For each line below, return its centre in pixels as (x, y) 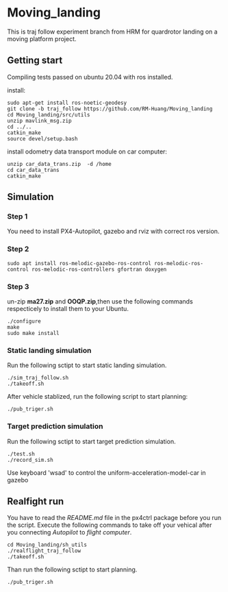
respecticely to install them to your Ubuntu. (68, 309)
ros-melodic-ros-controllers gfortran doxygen (99, 269)
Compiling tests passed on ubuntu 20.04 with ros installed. (90, 77)
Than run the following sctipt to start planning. (72, 569)
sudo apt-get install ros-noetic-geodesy (67, 103)
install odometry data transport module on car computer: (87, 151)
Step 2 (18, 249)
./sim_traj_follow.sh (38, 378)
